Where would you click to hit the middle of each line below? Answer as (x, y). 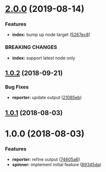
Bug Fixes (17, 87)
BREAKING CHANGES (31, 47)
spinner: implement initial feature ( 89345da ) (57, 165)
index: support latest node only (44, 58)
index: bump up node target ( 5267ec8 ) (51, 34)
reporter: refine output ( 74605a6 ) (46, 159)
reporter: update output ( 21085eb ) (47, 98)
